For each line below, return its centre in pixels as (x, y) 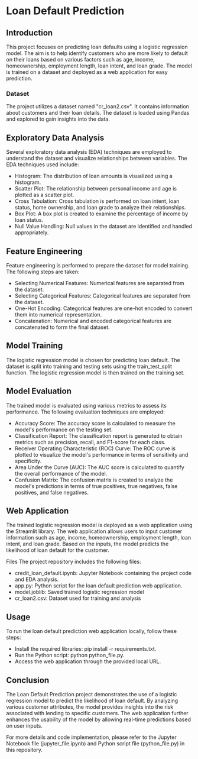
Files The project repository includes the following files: (74, 562)
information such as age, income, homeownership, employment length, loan (99, 538)
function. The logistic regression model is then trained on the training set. (95, 372)
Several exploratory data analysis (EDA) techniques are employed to (89, 152)
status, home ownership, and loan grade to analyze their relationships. (100, 208)
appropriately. (32, 232)
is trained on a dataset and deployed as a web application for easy (87, 72)
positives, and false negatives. (52, 492)
